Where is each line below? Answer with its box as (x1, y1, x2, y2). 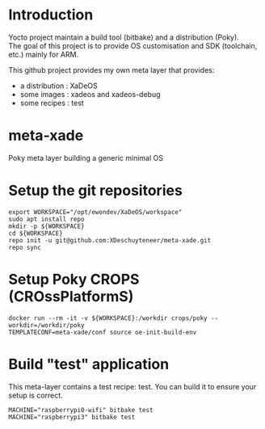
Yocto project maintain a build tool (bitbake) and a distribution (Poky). (8, 32, 240, 42)
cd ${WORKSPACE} (8, 229, 63, 238)
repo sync (8, 243, 42, 251)
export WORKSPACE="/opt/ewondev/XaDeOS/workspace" (8, 208, 183, 216)
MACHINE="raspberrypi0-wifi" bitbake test (8, 406, 154, 414)
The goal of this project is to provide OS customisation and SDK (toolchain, (8, 40, 258, 50)
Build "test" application (8, 355, 170, 373)
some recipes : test (19, 98, 85, 107)
